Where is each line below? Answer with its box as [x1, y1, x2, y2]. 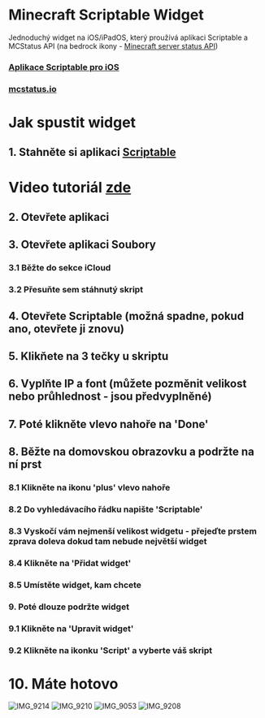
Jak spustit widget [8, 113, 137, 132]
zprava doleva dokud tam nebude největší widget [8, 535, 207, 547]
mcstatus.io [8, 83, 57, 94]
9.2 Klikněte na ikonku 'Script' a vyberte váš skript [8, 644, 213, 655]
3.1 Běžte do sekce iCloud [8, 262, 111, 274]
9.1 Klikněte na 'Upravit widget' [8, 623, 134, 634]
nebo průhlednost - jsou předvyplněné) [8, 390, 212, 404]
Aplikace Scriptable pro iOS [8, 61, 119, 72]
